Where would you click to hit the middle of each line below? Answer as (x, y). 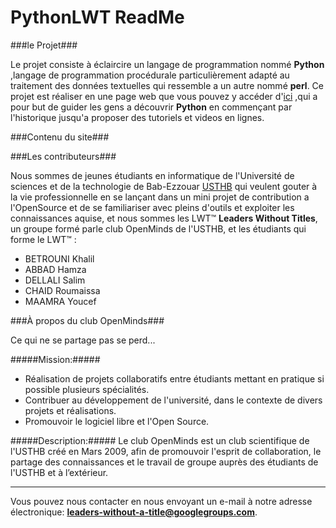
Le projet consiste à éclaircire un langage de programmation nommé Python (167, 64)
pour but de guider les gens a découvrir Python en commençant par (151, 107)
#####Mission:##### (55, 359)
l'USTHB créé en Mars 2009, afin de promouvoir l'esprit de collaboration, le (166, 451)
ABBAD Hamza (55, 269)
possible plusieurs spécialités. (87, 389)
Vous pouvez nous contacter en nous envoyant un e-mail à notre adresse (161, 501)
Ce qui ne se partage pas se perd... (83, 340)
